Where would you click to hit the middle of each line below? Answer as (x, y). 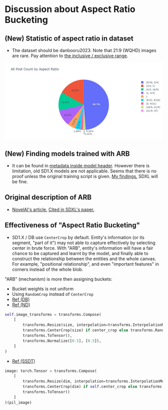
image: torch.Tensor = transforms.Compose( (51, 371)
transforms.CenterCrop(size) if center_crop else (75, 330)
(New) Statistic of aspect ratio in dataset (69, 38)
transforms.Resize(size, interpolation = (65, 325)
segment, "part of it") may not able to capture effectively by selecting (84, 243)
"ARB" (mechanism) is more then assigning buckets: (58, 279)
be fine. (20, 181)
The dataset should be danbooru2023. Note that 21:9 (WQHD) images (84, 50)
